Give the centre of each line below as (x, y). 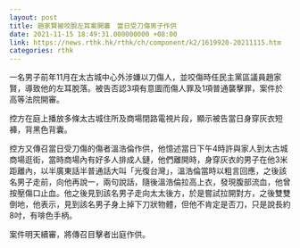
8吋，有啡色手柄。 (43, 216)
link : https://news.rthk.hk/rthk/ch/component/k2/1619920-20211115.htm (145, 42)
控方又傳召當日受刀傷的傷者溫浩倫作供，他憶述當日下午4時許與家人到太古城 (149, 149)
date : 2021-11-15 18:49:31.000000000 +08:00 (93, 34)
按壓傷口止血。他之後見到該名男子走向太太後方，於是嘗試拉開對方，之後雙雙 (150, 194)
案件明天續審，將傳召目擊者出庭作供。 (79, 235)
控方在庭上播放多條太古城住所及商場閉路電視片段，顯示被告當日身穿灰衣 (142, 119)
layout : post (33, 17)
